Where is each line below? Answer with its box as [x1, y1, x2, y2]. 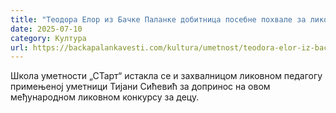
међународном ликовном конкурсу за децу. [10, 91, 200, 103]
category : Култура [10, 33, 87, 43]
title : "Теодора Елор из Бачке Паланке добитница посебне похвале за [10, 14, 307, 25]
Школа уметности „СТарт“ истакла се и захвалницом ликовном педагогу [10, 70, 323, 82]
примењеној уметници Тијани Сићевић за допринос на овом [10, 81, 271, 93]
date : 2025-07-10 [10, 24, 83, 34]
